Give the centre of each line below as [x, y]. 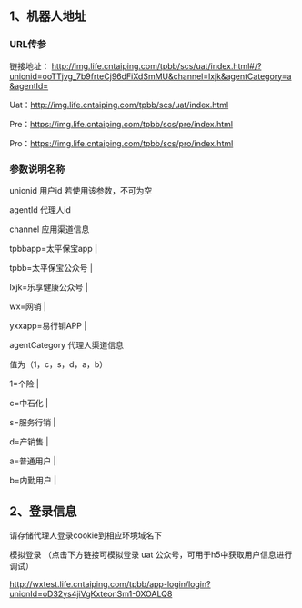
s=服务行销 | [33, 422]
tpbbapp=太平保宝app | [54, 248]
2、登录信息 [43, 512]
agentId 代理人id [40, 209]
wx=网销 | [28, 306]
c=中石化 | [29, 403]
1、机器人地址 [48, 16]
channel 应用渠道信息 [50, 229]
